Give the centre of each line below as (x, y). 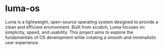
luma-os (23, 8)
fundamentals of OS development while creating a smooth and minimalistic (81, 37)
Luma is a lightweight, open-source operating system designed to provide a (82, 22)
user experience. (22, 42)
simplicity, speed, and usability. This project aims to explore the (69, 32)
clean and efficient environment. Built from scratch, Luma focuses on (75, 27)
